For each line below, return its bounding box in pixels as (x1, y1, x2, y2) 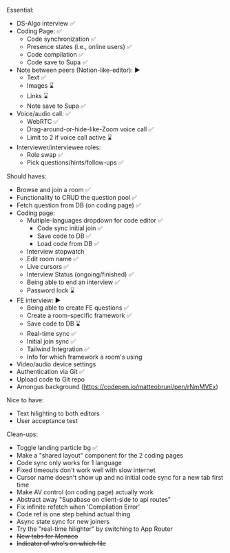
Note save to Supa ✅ (26, 102, 87, 110)
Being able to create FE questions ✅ (26, 303, 129, 312)
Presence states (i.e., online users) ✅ (26, 43, 132, 50)
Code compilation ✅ (26, 50, 84, 58)
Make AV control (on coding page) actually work (16, 488, 154, 496)
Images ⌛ (26, 82, 54, 89)
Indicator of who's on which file (16, 539, 106, 547)
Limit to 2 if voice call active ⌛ (26, 133, 112, 141)
